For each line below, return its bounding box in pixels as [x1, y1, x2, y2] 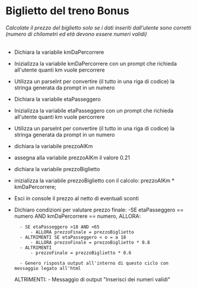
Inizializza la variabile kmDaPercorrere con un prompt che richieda [14, 60, 177, 68]
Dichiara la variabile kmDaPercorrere [14, 49, 104, 56]
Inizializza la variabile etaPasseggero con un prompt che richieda [14, 107, 174, 114]
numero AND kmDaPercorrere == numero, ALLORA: [14, 213, 141, 220]
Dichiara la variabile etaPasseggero [14, 96, 101, 103]
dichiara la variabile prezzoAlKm [14, 143, 93, 150]
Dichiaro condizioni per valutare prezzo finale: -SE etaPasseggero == [14, 206, 184, 214]
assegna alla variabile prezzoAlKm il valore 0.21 [14, 154, 130, 161]
